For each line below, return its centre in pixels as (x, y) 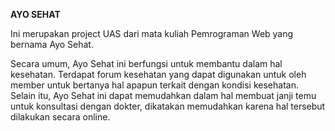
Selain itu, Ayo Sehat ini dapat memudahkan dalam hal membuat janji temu (163, 95)
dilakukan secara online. (60, 117)
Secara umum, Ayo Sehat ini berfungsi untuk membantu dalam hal (146, 63)
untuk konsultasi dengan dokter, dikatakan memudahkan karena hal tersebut (168, 106)
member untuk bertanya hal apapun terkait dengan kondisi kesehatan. (154, 85)
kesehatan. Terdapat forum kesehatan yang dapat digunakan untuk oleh (158, 74)
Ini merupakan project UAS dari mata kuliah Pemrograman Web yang (152, 33)
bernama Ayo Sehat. (52, 44)
